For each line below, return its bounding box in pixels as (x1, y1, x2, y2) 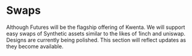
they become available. (6, 43, 64, 50)
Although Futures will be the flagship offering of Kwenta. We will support (6, 23, 185, 31)
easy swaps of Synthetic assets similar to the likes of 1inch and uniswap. (6, 30, 186, 37)
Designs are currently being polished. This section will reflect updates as (6, 36, 186, 43)
